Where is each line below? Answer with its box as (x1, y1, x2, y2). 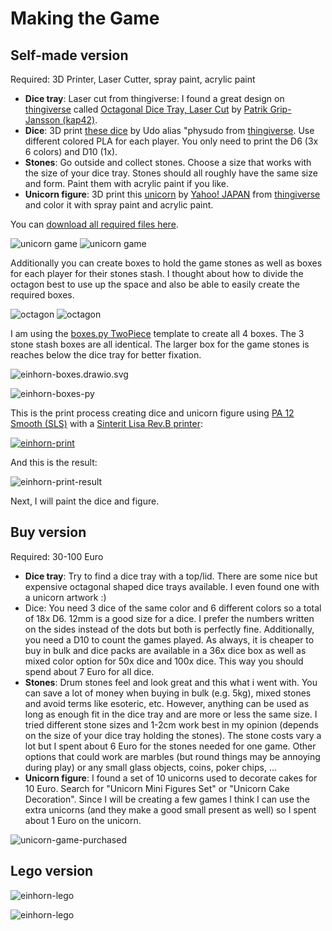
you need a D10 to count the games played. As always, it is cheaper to (24, 633, 315, 646)
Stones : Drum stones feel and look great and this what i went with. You (24, 676, 318, 688)
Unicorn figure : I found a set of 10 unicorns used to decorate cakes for (24, 772, 318, 784)
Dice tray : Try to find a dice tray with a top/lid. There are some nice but (24, 570, 318, 582)
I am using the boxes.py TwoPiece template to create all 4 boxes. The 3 (10, 328, 305, 339)
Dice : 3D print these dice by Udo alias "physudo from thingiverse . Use (24, 125, 315, 136)
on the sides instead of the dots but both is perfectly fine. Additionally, (24, 623, 315, 635)
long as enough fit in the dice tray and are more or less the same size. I (24, 708, 318, 720)
